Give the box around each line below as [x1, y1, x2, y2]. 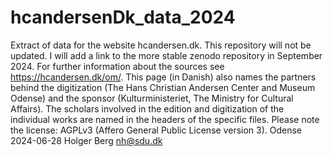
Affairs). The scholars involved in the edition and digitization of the [10, 102, 285, 115]
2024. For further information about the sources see [10, 60, 225, 72]
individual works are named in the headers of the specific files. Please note [10, 113, 320, 125]
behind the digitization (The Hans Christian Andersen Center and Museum [10, 81, 316, 93]
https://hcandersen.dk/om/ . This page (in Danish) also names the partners [10, 71, 317, 83]
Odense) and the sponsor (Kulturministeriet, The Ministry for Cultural [10, 92, 294, 104]
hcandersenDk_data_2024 [10, 6, 236, 29]
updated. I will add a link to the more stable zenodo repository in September [10, 49, 323, 61]
